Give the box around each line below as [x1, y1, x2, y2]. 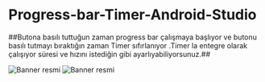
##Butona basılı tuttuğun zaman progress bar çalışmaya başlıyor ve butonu [8, 32, 258, 42]
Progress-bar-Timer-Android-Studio [8, 6, 257, 24]
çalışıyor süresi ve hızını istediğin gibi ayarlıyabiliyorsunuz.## [8, 49, 211, 59]
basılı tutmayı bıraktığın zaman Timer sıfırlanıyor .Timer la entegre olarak [8, 40, 248, 50]
